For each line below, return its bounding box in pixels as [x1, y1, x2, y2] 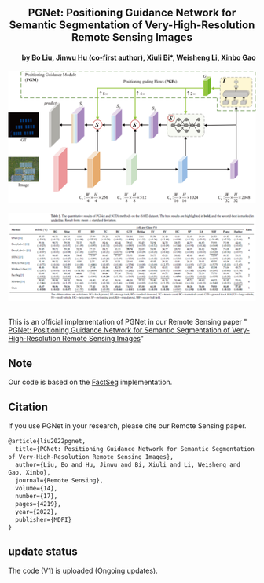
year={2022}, [15, 508, 58, 516]
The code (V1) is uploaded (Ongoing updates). [8, 566, 159, 575]
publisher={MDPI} [15, 516, 72, 524]
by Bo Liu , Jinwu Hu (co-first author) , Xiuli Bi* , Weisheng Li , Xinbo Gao [21, 53, 256, 62]
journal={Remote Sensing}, [15, 477, 104, 485]
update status [8, 545, 78, 559]
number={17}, [15, 493, 58, 500]
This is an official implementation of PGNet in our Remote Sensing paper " [8, 317, 247, 327]
